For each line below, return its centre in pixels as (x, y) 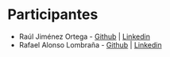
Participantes (53, 15)
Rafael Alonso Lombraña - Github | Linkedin (90, 44)
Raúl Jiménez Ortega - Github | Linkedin (84, 36)
